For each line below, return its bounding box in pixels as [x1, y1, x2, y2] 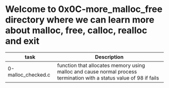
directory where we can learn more [5, 14, 154, 25]
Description [95, 53, 124, 60]
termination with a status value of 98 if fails [57, 74, 159, 81]
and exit [5, 35, 40, 47]
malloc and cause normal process [57, 68, 137, 75]
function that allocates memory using [57, 61, 145, 68]
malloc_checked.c [8, 71, 50, 78]
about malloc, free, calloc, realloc [5, 25, 147, 36]
